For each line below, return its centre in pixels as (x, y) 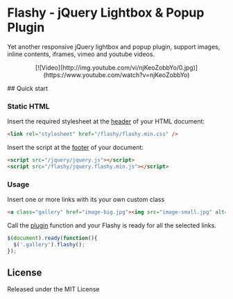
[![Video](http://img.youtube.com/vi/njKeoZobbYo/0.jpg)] (116, 67)
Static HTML (28, 106)
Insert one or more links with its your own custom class (86, 200)
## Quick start (28, 88)
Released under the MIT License (53, 289)
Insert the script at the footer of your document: (76, 148)
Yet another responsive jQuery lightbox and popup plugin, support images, (114, 46)
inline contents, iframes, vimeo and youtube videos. (81, 54)
